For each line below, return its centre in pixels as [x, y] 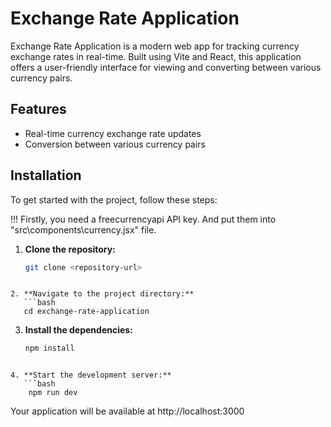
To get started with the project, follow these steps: [114, 199]
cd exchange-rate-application [86, 312]
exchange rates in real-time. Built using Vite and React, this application [156, 56]
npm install [49, 348]
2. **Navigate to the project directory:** [102, 294]
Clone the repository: [70, 249]
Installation [46, 175]
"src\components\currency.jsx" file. [83, 229]
